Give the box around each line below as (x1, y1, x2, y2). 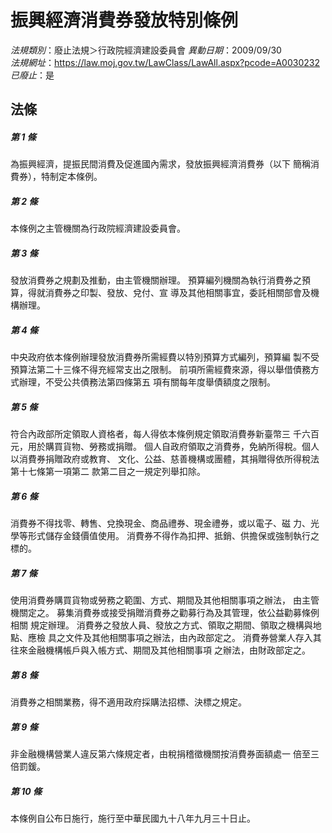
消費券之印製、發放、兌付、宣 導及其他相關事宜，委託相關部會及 (44, 287, 311, 299)
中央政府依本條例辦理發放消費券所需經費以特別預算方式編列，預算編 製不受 (10, 351, 320, 363)
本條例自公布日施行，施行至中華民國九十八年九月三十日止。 (10, 812, 256, 825)
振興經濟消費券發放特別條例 (10, 9, 239, 32)
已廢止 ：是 (10, 69, 55, 81)
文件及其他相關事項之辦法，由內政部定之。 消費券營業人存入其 (64, 632, 322, 644)
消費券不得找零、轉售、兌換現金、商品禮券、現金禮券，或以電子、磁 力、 (10, 517, 311, 530)
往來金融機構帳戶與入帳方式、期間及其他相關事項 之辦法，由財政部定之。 (10, 644, 311, 656)
